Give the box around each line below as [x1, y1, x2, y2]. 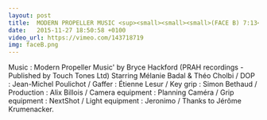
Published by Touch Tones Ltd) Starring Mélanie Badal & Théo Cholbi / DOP [8, 71, 256, 81]
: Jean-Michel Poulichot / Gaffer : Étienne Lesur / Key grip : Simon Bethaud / [8, 80, 257, 89]
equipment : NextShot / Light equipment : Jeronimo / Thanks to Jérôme [8, 96, 242, 106]
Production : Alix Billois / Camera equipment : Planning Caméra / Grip [8, 88, 234, 97]
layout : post [8, 11, 52, 20]
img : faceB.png [8, 41, 59, 49]
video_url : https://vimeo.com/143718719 [8, 33, 145, 42]
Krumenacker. [8, 104, 54, 114]
